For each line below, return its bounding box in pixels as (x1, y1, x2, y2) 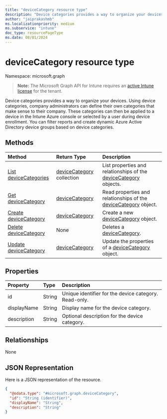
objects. (102, 180, 121, 187)
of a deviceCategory (102, 244, 150, 251)
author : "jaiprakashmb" (5, 16, 55, 21)
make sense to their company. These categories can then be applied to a (5, 108, 155, 114)
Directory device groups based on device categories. (5, 124, 114, 130)
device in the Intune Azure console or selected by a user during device (5, 113, 150, 120)
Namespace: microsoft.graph (5, 73, 65, 79)
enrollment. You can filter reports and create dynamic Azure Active (5, 119, 142, 125)
